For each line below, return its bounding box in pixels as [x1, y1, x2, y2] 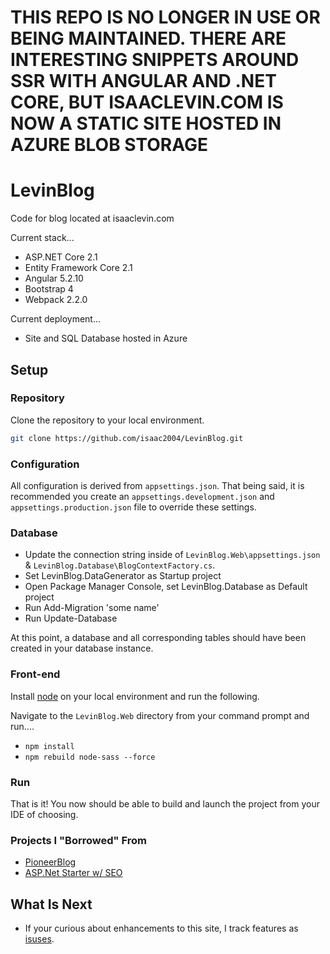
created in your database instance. [10, 642, 154, 655]
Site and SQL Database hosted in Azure [24, 332, 188, 345]
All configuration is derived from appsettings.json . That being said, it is [10, 479, 305, 491]
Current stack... [10, 232, 75, 244]
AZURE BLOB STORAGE [10, 134, 208, 156]
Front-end [10, 667, 61, 681]
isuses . [24, 932, 55, 945]
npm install [24, 741, 75, 751]
